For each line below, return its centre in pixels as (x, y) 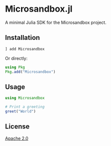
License (17, 127)
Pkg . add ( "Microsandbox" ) (30, 72)
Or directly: (16, 58)
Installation (22, 38)
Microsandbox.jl (39, 9)
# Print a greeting (25, 107)
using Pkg (15, 67)
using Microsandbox (25, 98)
